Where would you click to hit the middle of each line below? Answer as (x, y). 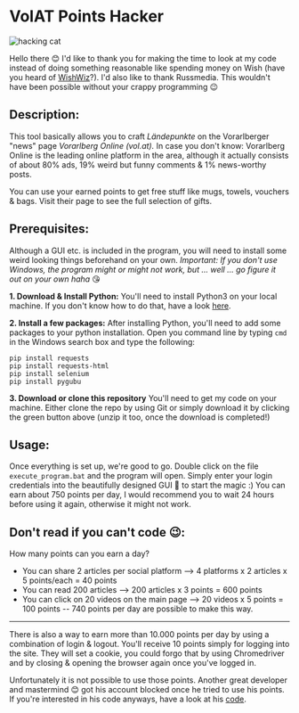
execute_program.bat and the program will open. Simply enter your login (141, 476)
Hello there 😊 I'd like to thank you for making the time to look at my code (143, 58)
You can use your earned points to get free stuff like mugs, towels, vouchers (149, 191)
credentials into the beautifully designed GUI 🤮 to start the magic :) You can (148, 485)
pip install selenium (49, 373)
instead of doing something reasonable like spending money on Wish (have (147, 68)
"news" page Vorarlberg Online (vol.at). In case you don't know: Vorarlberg (147, 145)
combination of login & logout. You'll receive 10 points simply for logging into (149, 644)
